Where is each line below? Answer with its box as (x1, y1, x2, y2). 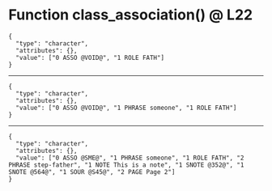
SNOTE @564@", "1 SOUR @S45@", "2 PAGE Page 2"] (8, 168, 176, 176)
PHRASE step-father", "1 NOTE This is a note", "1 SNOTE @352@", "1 (8, 160, 244, 169)
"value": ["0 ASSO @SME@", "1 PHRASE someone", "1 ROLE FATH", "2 (15, 154, 244, 162)
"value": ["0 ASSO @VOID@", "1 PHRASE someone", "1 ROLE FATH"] (15, 104, 237, 112)
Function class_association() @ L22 (8, 6, 253, 24)
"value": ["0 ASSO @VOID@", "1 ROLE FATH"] (15, 53, 164, 62)
